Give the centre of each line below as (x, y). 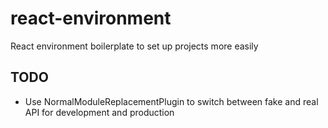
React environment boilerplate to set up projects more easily (134, 46)
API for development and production (99, 112)
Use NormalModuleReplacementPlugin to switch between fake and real (171, 101)
